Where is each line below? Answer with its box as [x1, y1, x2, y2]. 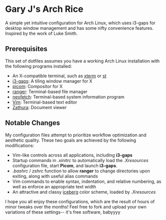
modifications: [5, 142, 35, 148]
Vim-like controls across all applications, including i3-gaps [12, 152, 133, 158]
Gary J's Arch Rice [5, 3, 83, 15]
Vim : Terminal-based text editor [12, 99, 77, 105]
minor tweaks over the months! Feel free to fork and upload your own [5, 204, 147, 210]
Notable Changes [5, 119, 60, 127]
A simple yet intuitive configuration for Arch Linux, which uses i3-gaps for [5, 20, 156, 26]
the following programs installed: [5, 63, 72, 69]
